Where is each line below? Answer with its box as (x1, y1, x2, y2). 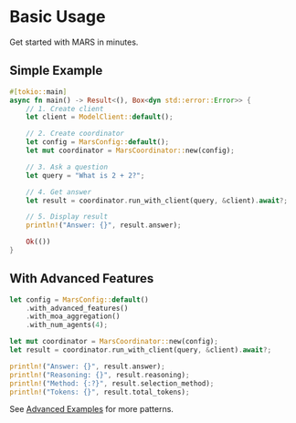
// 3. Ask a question (26, 162, 108, 171)
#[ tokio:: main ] (9, 87, 68, 97)
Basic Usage (9, 6, 106, 27)
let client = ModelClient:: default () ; (26, 112, 174, 122)
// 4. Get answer (26, 187, 92, 197)
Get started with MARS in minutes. (9, 36, 139, 47)
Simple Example (9, 63, 103, 78)
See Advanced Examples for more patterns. (9, 404, 174, 415)
